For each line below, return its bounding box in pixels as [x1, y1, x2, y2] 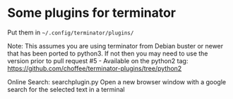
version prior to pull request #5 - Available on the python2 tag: [7, 56, 189, 65]
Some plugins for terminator [7, 5, 177, 21]
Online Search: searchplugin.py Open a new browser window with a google [7, 77, 227, 86]
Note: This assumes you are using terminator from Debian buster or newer [7, 41, 224, 50]
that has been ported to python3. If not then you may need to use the [7, 49, 208, 58]
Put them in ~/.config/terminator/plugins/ [7, 28, 134, 37]
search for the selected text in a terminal [7, 85, 125, 93]
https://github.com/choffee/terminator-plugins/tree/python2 [7, 64, 182, 72]
